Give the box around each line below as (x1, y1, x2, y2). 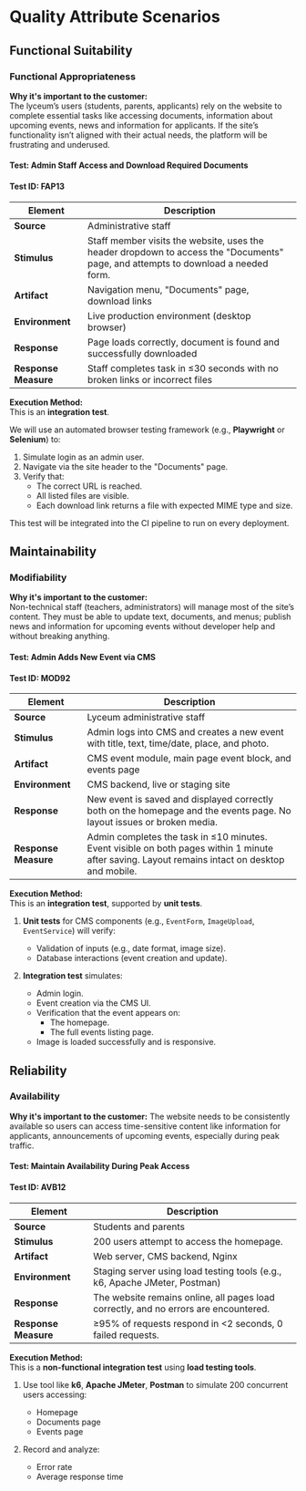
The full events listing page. (49, 1027, 154, 1038)
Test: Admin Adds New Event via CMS (9, 651, 157, 662)
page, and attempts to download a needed (87, 257, 269, 270)
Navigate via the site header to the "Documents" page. (22, 461, 229, 471)
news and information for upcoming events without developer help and (9, 621, 276, 632)
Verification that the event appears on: (36, 1008, 180, 1019)
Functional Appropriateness (9, 70, 137, 83)
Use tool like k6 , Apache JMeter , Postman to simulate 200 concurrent (22, 1379, 289, 1390)
